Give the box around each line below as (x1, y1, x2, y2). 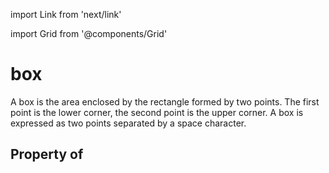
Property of (10, 146, 84, 163)
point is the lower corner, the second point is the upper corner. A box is (10, 106, 304, 118)
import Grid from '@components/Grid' (10, 28, 168, 39)
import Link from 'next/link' (10, 9, 122, 20)
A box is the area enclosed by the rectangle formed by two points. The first (10, 95, 320, 108)
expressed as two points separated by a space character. (10, 117, 247, 129)
